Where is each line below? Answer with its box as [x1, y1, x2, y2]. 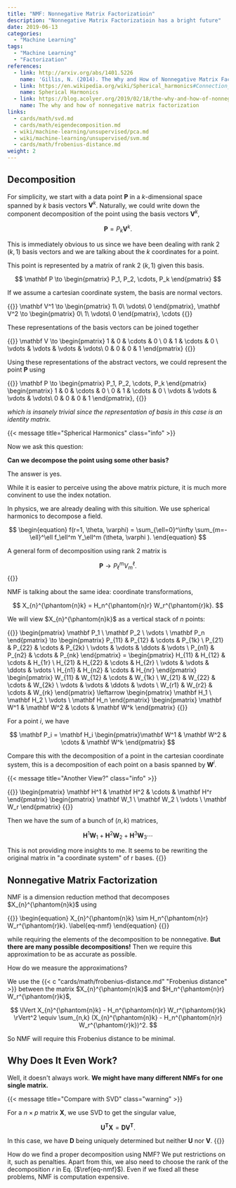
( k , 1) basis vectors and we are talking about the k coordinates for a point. [7, 247, 220, 255]
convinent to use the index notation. [7, 491, 111, 499]
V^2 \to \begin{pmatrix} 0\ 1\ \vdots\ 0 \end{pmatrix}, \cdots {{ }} [7, 309, 193, 317]
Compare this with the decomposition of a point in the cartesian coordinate [7, 752, 224, 760]
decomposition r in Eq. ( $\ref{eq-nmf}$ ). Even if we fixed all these [7, 1165, 199, 1174]
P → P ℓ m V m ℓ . [99, 560, 137, 571]
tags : [7, 43, 23, 50]
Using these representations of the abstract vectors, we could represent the [7, 358, 227, 366]
